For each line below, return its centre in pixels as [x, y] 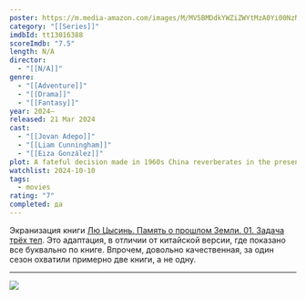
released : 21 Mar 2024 [52, 119]
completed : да [36, 205]
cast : [20, 129]
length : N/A [32, 52]
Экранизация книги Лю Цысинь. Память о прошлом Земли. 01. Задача [147, 230]
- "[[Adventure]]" [53, 86]
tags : [20, 179]
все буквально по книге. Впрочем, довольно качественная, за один [142, 249]
